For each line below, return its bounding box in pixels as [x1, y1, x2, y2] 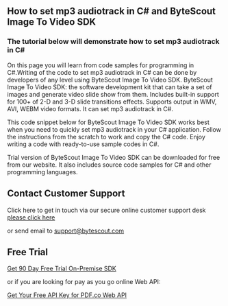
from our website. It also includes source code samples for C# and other [7, 161, 212, 169]
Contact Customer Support [7, 188, 125, 200]
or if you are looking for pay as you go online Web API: [7, 278, 161, 286]
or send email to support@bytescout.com [7, 226, 125, 235]
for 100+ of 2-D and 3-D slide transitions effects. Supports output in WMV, [7, 97, 217, 106]
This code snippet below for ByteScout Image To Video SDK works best [7, 118, 210, 126]
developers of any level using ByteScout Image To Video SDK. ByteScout [7, 75, 214, 84]
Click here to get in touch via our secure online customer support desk [7, 206, 207, 214]
